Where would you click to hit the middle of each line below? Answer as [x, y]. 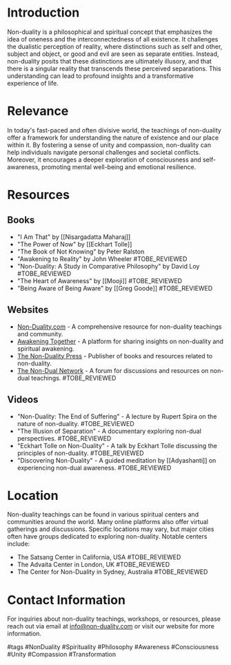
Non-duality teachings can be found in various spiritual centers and [103, 514]
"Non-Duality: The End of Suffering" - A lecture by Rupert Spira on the [117, 416]
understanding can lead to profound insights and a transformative [101, 76]
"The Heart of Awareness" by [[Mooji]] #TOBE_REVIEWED [100, 280]
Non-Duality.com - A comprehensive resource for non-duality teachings [119, 327]
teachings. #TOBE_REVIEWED [73, 378]
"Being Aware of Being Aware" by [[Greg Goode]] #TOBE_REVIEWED [115, 288]
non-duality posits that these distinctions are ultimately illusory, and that [110, 61]
